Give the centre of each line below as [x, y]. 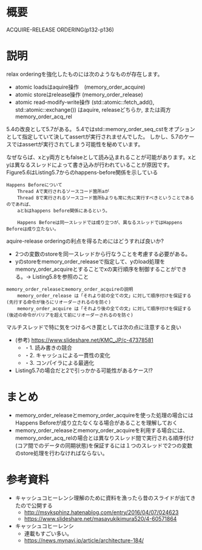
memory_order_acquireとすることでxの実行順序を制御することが [96, 269]
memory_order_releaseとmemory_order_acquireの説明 [70, 289]
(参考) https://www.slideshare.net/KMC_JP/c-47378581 [84, 340]
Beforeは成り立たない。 [33, 229]
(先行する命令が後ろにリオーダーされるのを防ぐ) [59, 302]
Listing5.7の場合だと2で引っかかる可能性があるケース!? [84, 370]
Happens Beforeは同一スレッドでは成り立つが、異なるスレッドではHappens [100, 222]
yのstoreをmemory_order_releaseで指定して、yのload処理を [90, 261]
